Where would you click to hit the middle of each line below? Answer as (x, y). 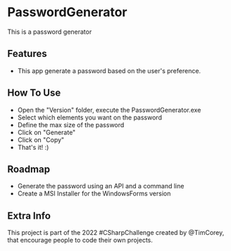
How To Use (34, 93)
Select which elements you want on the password (89, 117)
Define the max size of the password (71, 124)
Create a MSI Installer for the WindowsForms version (94, 193)
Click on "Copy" (41, 140)
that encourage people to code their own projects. (80, 240)
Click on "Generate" (46, 132)
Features (27, 54)
